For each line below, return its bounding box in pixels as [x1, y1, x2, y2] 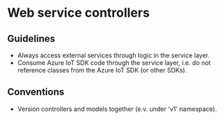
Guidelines [7, 33, 55, 45]
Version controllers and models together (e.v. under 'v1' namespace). [17, 105, 217, 113]
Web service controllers [7, 5, 150, 21]
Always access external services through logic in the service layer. [17, 51, 210, 59]
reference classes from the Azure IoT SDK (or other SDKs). [17, 66, 188, 74]
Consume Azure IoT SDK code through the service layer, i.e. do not [17, 59, 211, 67]
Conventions [7, 86, 65, 98]
